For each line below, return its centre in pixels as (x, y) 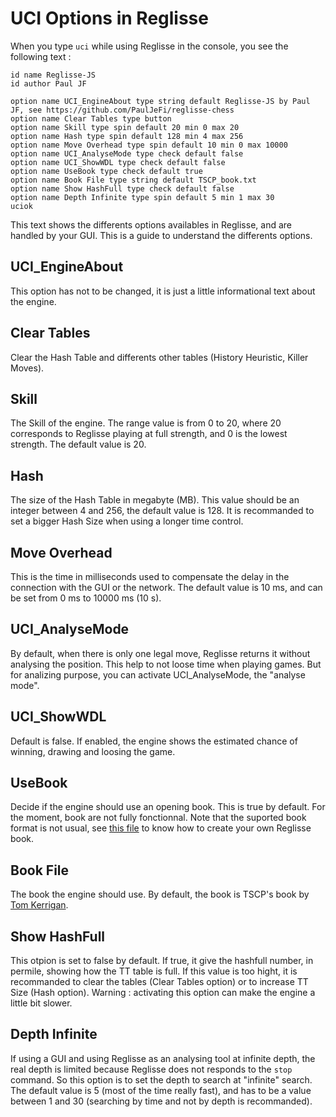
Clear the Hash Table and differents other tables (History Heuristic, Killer (159, 357)
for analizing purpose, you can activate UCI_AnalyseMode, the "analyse (158, 674)
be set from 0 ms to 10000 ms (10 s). (86, 598)
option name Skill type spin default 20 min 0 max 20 (125, 127)
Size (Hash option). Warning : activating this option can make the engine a (163, 993)
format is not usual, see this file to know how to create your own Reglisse (161, 828)
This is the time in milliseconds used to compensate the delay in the (150, 576)
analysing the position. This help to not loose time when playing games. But (166, 664)
